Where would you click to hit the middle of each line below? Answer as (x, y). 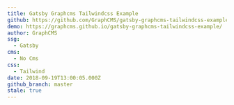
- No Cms (26, 59)
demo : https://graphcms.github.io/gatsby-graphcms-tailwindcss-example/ (115, 26)
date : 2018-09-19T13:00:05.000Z (54, 78)
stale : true (24, 90)
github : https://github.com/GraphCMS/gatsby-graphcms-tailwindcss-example (118, 20)
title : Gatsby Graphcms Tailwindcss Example (73, 13)
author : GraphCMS (32, 33)
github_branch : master (40, 84)
